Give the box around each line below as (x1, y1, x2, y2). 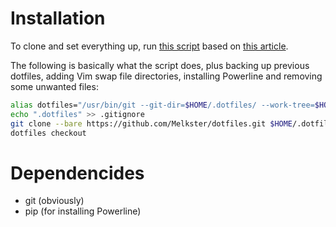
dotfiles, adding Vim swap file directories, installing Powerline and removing (10, 70, 323, 82)
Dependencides (10, 162, 145, 184)
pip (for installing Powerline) (24, 205, 142, 217)
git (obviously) (24, 195, 85, 207)
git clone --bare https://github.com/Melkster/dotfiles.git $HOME (10, 118, 293, 129)
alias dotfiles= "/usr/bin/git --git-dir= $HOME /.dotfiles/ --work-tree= (10, 100, 315, 110)
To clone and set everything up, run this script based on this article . (10, 40, 289, 52)
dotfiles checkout (10, 128, 87, 138)
